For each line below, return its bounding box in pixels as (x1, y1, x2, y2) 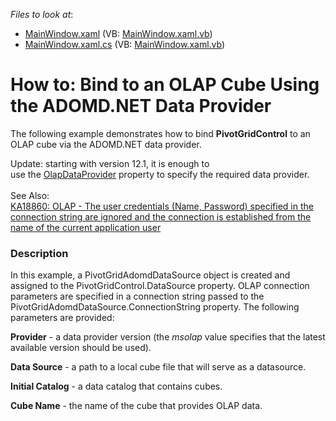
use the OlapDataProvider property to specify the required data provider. (10, 168, 310, 180)
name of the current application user (10, 221, 162, 233)
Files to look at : (10, 9, 74, 20)
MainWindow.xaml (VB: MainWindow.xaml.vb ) (24, 28, 213, 39)
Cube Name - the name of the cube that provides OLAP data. (10, 400, 263, 412)
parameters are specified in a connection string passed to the (10, 290, 265, 303)
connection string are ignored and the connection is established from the (10, 210, 312, 223)
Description (10, 246, 69, 260)
